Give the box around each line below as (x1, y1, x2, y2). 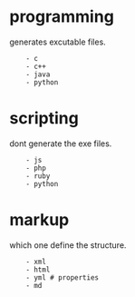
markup (9, 210, 70, 231)
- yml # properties (25, 272, 100, 282)
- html (25, 265, 51, 274)
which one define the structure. (9, 239, 127, 251)
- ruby (25, 171, 51, 181)
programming (9, 6, 115, 27)
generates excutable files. (9, 36, 106, 47)
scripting (9, 108, 79, 129)
